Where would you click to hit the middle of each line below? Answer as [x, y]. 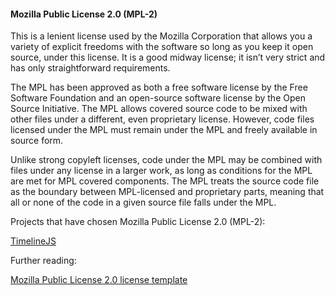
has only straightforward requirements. [90, 68]
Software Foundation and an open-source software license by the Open [158, 98]
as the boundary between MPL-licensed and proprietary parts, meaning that [167, 192]
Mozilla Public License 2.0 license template [99, 280]
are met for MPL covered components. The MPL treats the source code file [165, 181]
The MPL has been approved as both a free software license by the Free [159, 87]
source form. [37, 141]
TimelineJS [33, 241]
